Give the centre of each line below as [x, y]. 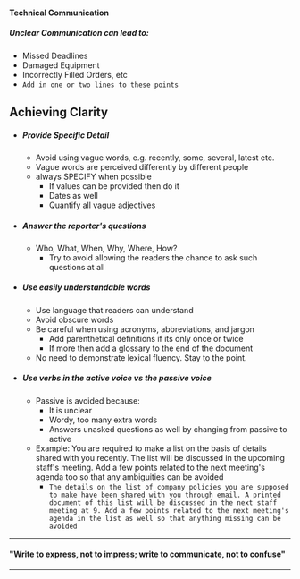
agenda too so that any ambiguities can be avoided [129, 477]
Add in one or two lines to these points [100, 85]
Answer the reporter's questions [84, 226]
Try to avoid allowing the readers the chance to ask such [153, 257]
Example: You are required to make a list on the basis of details [151, 448]
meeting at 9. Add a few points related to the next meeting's [169, 510]
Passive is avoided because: [87, 400]
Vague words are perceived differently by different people [142, 166]
